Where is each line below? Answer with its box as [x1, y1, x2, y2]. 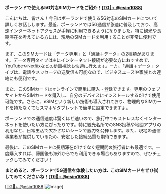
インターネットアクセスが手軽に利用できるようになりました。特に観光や [9, 28, 157, 34]
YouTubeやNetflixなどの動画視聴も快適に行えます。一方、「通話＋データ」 [5, 63, 155, 69]
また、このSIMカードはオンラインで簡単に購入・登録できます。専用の [5, 86, 147, 92]
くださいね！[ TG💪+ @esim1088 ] [22, 174, 90, 179]
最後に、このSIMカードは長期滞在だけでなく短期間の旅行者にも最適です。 [5, 144, 156, 150]
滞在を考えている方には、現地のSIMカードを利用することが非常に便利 [9, 34, 152, 40]
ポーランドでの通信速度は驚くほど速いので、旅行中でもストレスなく [5, 115, 144, 121]
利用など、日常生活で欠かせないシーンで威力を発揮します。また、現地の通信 [5, 128, 161, 133]
